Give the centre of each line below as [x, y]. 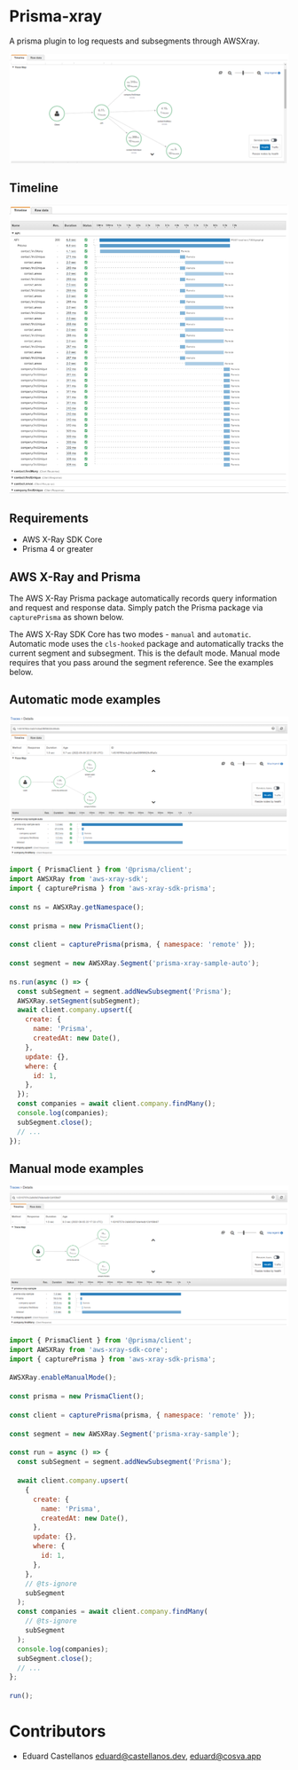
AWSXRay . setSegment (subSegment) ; [79, 1001]
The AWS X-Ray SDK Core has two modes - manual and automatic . [130, 634]
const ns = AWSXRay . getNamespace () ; [77, 907]
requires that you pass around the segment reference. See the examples [141, 663]
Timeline [34, 188]
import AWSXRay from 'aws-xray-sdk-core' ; [89, 1349]
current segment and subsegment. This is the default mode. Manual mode [145, 653]
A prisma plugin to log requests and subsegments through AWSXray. [134, 41]
